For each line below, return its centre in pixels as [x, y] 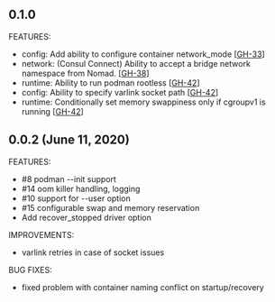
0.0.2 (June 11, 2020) [69, 140]
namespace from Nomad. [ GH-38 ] [85, 73]
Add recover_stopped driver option [87, 217]
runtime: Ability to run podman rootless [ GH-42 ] [110, 82]
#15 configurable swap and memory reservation [110, 207]
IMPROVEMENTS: [41, 234]
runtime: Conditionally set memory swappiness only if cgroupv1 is [144, 102]
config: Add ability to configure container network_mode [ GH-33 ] [143, 54]
